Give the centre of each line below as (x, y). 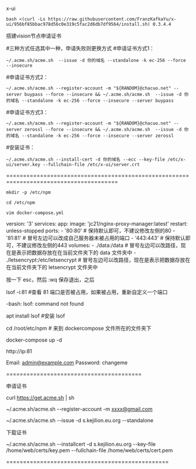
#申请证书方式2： (27, 77)
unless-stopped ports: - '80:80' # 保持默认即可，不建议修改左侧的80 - (91, 231)
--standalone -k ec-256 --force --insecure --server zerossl (98, 136)
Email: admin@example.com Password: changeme (67, 363)
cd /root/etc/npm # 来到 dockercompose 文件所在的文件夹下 (79, 328)
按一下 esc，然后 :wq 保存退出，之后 (50, 280)
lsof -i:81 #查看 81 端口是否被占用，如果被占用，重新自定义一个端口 (87, 292)
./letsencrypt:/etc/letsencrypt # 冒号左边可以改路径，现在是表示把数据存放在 (98, 260)
